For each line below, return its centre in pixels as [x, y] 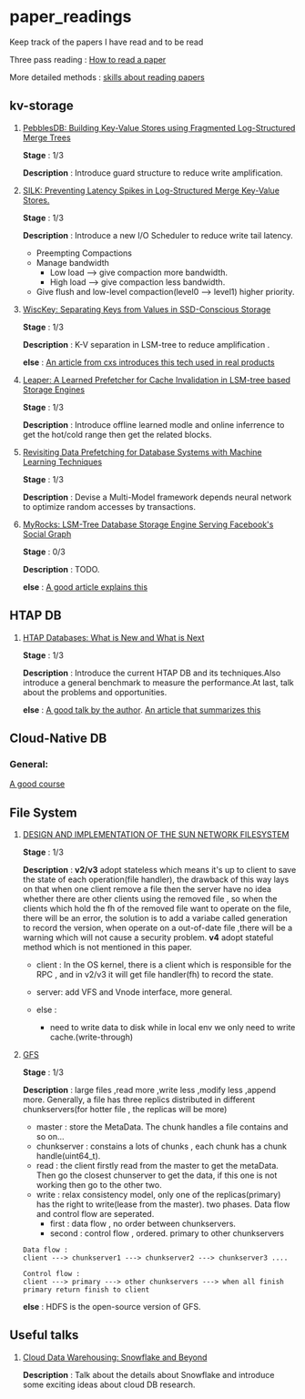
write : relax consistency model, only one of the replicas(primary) [158, 1195]
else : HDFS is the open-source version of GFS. [112, 1307]
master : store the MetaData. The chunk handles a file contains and [162, 1127]
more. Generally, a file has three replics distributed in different [139, 1100]
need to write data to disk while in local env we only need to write [173, 1028]
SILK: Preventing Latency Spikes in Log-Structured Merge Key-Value [151, 190]
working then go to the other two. [99, 1185]
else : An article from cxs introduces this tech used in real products [148, 362]
